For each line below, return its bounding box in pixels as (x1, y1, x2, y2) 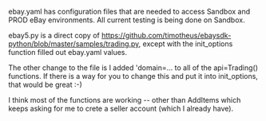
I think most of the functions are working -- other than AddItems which (8, 96, 241, 104)
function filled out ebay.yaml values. (8, 48, 128, 57)
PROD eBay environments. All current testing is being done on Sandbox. (8, 15, 245, 25)
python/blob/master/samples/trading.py (8, 39, 140, 49)
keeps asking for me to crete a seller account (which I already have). (8, 103, 234, 113)
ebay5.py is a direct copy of (8, 31, 100, 40)
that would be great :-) (8, 80, 82, 89)
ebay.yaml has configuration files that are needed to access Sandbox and (8, 7, 251, 16)
